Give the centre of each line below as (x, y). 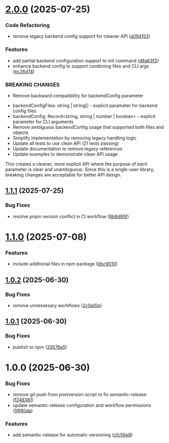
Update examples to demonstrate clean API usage (65, 154)
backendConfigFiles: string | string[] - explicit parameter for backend (85, 106)
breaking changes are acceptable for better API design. (63, 175)
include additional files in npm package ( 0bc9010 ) (65, 264)
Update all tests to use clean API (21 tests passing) (66, 143)
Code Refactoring (27, 25)
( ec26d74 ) (23, 71)
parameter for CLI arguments (43, 122)
